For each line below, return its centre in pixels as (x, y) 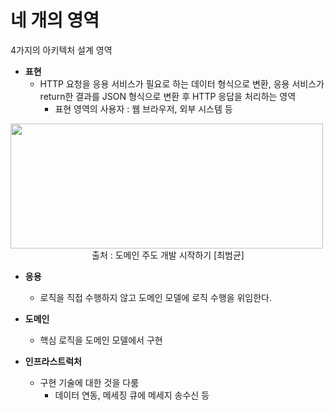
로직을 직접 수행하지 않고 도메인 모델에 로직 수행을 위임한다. (156, 297)
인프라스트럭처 (53, 361)
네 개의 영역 (55, 20)
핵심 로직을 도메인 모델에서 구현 (101, 340)
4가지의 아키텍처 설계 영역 (61, 50)
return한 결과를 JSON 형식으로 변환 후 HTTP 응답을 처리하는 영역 (168, 96)
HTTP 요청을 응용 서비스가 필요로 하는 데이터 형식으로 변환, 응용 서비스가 (182, 83)
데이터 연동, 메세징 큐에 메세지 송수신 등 (132, 395)
